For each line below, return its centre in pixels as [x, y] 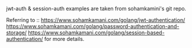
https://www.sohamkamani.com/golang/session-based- [96, 33]
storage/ [17, 33]
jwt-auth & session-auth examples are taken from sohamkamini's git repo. [96, 9]
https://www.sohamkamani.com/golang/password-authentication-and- [93, 26]
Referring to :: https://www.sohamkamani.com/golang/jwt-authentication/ [96, 20]
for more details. [64, 39]
